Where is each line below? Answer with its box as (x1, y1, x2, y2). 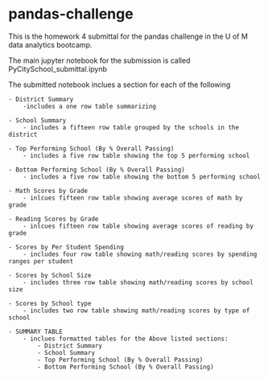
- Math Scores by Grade (8, 187, 89, 195)
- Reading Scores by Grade (8, 215, 99, 223)
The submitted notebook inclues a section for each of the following (8, 80, 231, 89)
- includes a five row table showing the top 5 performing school (23, 151, 250, 159)
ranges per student (8, 257, 74, 266)
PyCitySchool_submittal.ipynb (8, 64, 107, 73)
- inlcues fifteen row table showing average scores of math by (23, 194, 243, 202)
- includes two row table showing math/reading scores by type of (23, 307, 250, 315)
